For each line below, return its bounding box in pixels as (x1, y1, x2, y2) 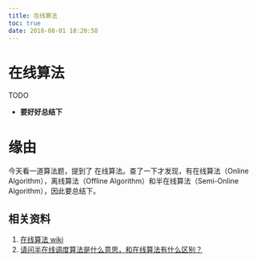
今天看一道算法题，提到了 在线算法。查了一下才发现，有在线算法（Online (8, 166, 250, 176)
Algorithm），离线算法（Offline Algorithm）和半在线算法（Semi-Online (8, 176, 239, 186)
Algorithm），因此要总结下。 (8, 186, 100, 196)
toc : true (8, 19, 42, 27)
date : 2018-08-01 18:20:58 (8, 26, 98, 34)
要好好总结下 (19, 107, 62, 117)
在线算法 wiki (19, 235, 64, 244)
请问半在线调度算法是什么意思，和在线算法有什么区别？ (19, 245, 203, 255)
